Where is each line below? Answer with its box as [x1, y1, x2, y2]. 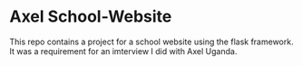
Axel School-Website [9, 6, 172, 27]
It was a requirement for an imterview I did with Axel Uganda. [9, 45, 238, 56]
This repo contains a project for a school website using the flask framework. [9, 36, 294, 47]
